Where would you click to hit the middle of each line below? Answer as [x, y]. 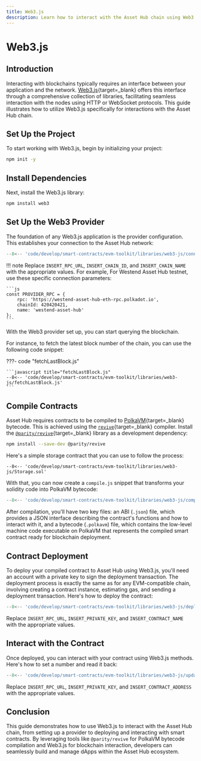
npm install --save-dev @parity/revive [56, 444]
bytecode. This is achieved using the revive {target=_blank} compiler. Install [100, 427]
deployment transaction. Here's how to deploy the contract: [80, 596]
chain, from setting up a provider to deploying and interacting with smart [95, 733]
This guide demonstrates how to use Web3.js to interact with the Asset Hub [99, 726]
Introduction [30, 69]
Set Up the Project [41, 134]
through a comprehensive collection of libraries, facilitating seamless [91, 96]
